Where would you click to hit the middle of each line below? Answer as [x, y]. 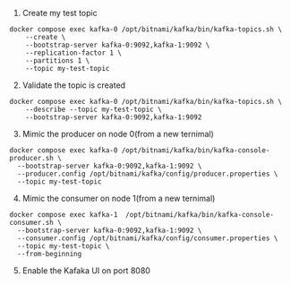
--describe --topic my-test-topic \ [94, 109]
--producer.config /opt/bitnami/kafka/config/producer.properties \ [148, 174]
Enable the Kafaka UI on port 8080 [86, 271]
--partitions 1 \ [58, 61]
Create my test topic [60, 13]
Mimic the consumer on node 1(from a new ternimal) [119, 198]
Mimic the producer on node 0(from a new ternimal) [118, 134]
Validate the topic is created [74, 85]
